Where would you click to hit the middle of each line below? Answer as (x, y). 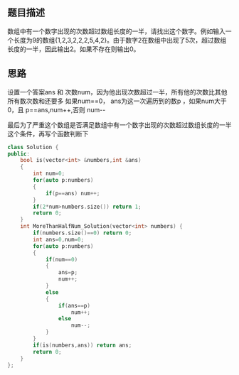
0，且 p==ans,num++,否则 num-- (57, 109)
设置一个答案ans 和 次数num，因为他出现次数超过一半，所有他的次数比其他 (117, 92)
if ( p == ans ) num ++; (73, 193)
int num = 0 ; (49, 174)
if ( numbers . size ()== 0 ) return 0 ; (83, 233)
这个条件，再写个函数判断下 (48, 134)
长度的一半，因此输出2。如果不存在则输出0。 (74, 49)
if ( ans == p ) (74, 305)
